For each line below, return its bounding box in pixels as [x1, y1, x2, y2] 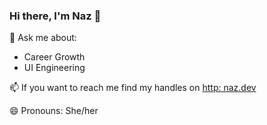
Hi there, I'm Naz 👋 [9, 9, 102, 23]
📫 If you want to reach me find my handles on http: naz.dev [9, 82, 257, 94]
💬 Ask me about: [9, 32, 77, 44]
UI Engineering [23, 62, 86, 74]
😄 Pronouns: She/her [9, 105, 99, 117]
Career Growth [23, 51, 86, 63]
